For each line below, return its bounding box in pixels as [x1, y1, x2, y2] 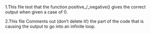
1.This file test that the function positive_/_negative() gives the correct [5, 4, 146, 10]
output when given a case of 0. [5, 9, 68, 15]
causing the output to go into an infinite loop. [5, 23, 96, 29]
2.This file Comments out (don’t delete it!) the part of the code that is [5, 19, 144, 24]
